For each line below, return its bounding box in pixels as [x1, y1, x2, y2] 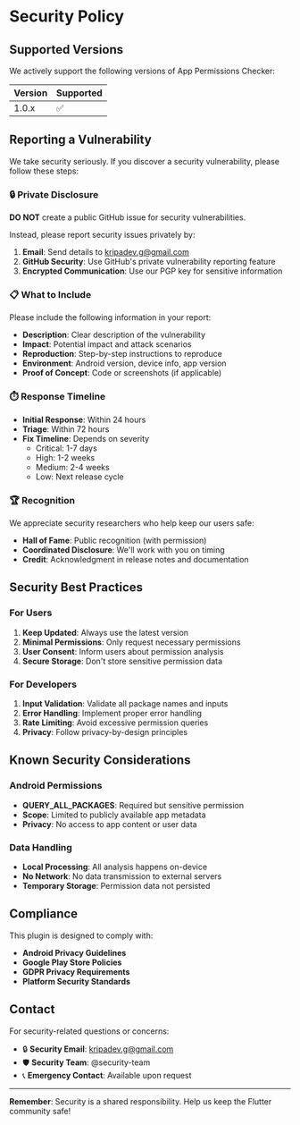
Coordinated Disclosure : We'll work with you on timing [21, 545, 225, 555]
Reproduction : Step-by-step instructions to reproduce [21, 349, 223, 359]
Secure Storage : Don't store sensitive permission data [21, 656, 223, 666]
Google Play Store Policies [21, 957, 122, 968]
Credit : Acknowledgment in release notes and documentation [21, 554, 249, 564]
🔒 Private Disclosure [9, 188, 99, 200]
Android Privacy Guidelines [21, 947, 127, 958]
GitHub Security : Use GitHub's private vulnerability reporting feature [21, 257, 276, 267]
